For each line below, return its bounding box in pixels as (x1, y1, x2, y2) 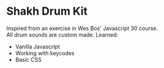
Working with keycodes (15, 49, 75, 56)
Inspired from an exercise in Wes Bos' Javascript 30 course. (6, 25, 158, 32)
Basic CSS (15, 56, 42, 63)
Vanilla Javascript (15, 43, 60, 50)
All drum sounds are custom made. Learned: (6, 31, 119, 38)
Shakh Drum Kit (6, 4, 88, 18)
